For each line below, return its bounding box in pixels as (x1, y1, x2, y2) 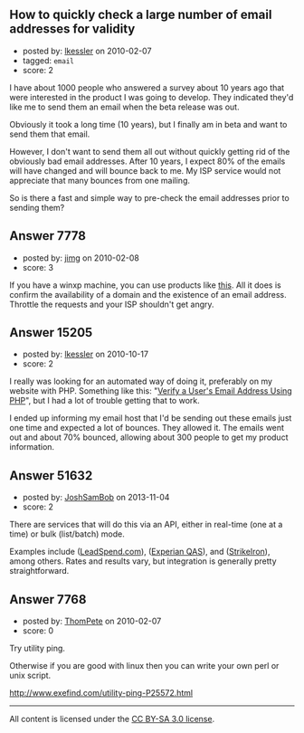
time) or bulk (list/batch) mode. (9, 528, 125, 539)
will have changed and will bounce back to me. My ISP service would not (9, 165, 281, 176)
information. (9, 442, 55, 452)
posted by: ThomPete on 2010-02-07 (22, 615, 162, 627)
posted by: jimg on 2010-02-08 (22, 252, 140, 263)
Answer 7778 (9, 228, 86, 243)
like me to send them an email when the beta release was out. (9, 101, 240, 112)
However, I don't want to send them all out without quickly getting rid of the (9, 146, 290, 157)
